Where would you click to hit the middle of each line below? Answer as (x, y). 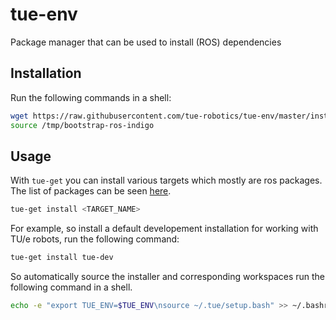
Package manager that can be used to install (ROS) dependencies (146, 42)
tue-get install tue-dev (62, 258)
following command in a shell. (71, 287)
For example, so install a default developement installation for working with (164, 229)
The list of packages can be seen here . (91, 191)
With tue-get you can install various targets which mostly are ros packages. (166, 180)
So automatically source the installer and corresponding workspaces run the (168, 277)
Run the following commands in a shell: (91, 97)
